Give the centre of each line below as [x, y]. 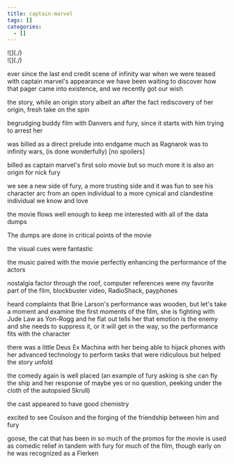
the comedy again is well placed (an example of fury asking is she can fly [112, 376]
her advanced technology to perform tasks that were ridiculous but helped [114, 355]
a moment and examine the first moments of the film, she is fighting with [111, 312]
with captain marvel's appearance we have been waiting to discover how [112, 82]
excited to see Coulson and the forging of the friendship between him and [113, 418]
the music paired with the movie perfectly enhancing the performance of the [117, 262]
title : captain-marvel [40, 14]
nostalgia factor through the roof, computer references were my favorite [110, 283]
